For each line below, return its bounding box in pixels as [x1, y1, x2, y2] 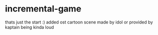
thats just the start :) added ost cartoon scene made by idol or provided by [5, 19, 153, 25]
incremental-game [5, 3, 82, 14]
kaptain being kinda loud [5, 24, 54, 30]
